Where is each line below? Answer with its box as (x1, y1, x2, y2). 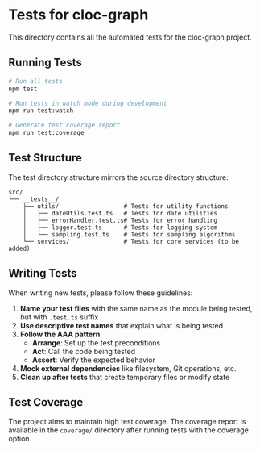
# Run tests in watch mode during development (8, 99, 167, 107)
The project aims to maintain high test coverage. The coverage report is (8, 417, 246, 427)
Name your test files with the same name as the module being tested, (19, 303, 253, 313)
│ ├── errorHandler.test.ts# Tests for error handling (23, 216, 218, 224)
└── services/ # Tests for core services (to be (23, 237, 240, 245)
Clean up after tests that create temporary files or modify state (19, 372, 230, 382)
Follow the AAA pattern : (19, 329, 102, 339)
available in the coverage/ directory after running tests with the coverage (8, 425, 250, 435)
